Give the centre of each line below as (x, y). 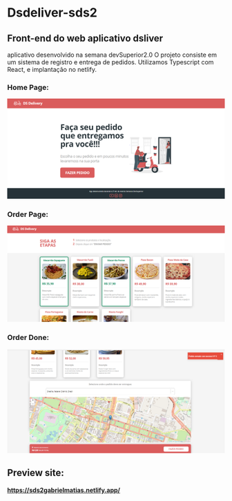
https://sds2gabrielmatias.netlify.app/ (64, 490)
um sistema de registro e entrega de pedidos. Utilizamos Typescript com (110, 62)
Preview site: (36, 472)
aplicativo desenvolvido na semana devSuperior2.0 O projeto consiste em (112, 55)
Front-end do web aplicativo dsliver (85, 38)
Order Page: (28, 214)
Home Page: (28, 87)
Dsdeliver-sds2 (52, 13)
